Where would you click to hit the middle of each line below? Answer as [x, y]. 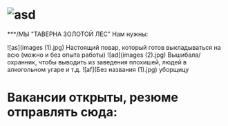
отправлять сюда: [62, 112]
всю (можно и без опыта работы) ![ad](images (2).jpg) [87, 55]
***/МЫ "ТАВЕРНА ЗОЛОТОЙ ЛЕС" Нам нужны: [78, 34]
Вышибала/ [184, 55]
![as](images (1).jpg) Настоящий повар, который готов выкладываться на [114, 47]
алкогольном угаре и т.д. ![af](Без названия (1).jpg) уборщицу [98, 69]
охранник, [22, 62]
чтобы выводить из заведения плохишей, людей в [113, 62]
